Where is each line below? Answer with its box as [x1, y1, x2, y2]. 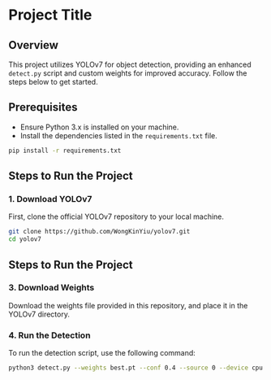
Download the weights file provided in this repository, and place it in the [8, 300, 248, 310]
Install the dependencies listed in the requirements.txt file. [19, 130, 217, 140]
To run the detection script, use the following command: [8, 348, 196, 358]
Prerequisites [8, 100, 78, 115]
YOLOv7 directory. [8, 309, 71, 319]
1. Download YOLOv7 [8, 194, 92, 204]
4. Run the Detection [8, 330, 91, 341]
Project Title [8, 6, 92, 24]
